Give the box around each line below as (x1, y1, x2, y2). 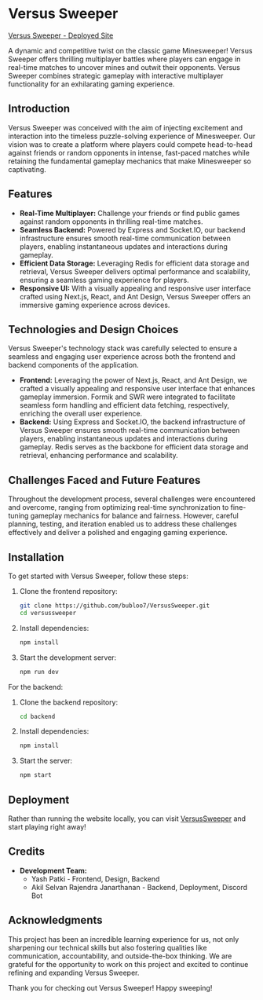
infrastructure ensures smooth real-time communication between (19, 233, 232, 243)
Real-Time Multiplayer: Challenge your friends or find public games (19, 208, 240, 218)
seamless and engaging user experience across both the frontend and (8, 352, 236, 361)
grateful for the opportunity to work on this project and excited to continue (8, 959, 249, 969)
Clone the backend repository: (19, 697, 119, 707)
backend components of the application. (8, 361, 139, 370)
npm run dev (19, 668, 59, 676)
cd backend (19, 712, 56, 720)
